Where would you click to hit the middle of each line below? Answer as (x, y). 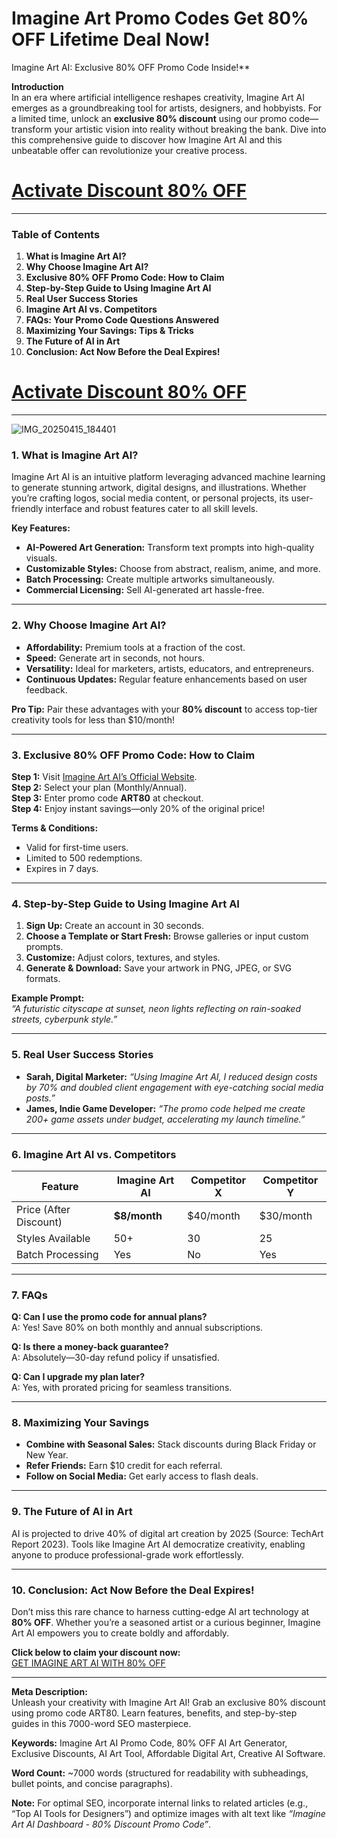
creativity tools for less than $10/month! (93, 719)
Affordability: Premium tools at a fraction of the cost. (135, 647)
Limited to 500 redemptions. (84, 858)
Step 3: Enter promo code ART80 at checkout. (107, 798)
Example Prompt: (48, 998)
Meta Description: (49, 1692)
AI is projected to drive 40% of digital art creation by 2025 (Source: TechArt (167, 1533)
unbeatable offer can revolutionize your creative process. (129, 150)
